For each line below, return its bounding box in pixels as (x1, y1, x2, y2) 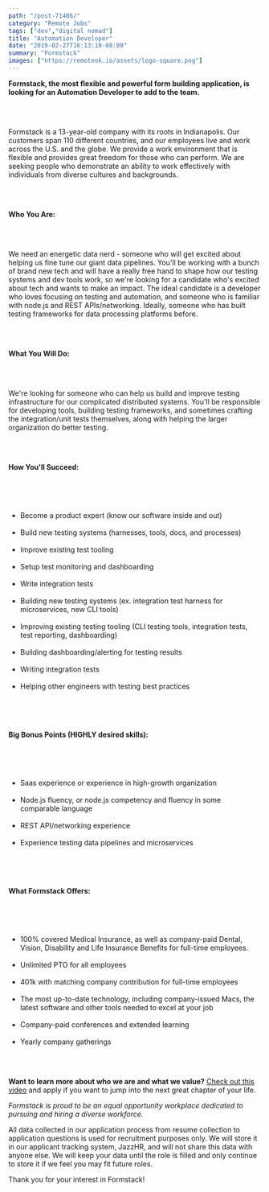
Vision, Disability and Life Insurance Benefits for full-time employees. (19, 943, 249, 952)
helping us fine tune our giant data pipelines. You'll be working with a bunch (8, 257, 259, 267)
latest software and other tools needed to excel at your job (19, 1002, 214, 1012)
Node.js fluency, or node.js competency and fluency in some (19, 795, 222, 804)
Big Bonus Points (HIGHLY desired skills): (8, 730, 149, 739)
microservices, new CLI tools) (19, 604, 119, 614)
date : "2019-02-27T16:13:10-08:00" (8, 42, 128, 50)
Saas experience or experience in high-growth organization (19, 778, 217, 787)
